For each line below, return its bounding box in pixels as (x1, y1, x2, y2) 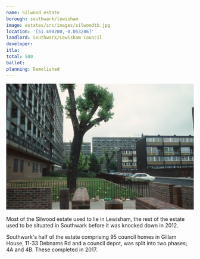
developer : (6, 41, 33, 47)
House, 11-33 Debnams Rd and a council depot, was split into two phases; (6, 240, 187, 247)
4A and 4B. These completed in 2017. (6, 246, 98, 253)
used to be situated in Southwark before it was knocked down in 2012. (6, 222, 179, 229)
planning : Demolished (6, 66, 60, 72)
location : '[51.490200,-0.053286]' (6, 29, 95, 35)
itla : (6, 48, 20, 54)
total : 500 (6, 54, 33, 60)
